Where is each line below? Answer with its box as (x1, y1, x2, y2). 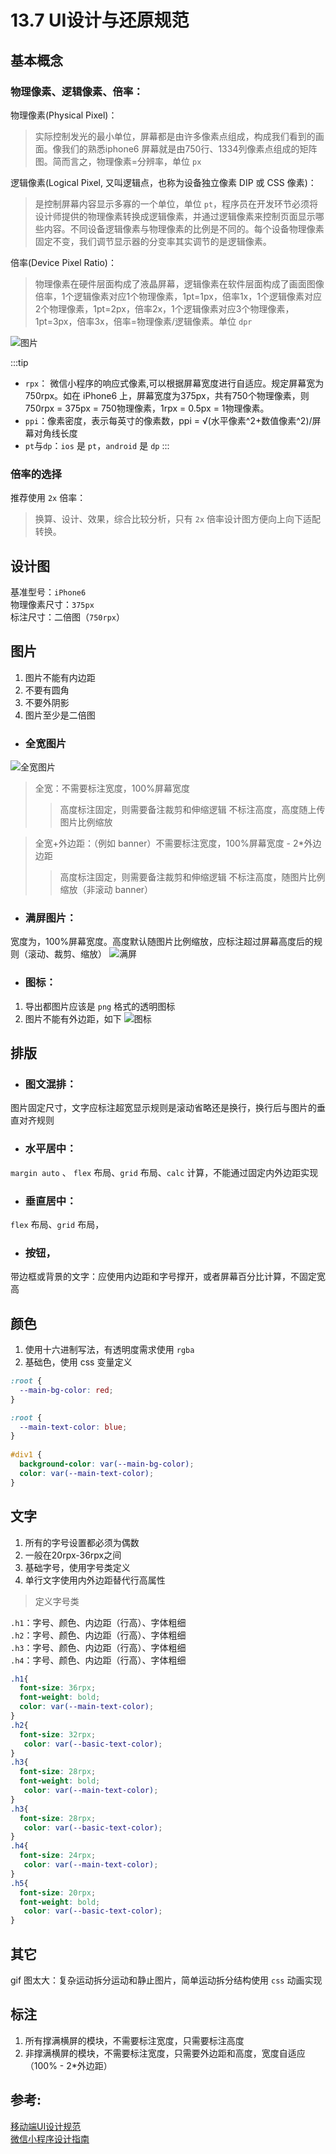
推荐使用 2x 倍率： (10, 492, 87, 504)
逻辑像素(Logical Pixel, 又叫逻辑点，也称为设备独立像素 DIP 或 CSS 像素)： (10, 176, 317, 188)
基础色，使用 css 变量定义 (24, 1356, 133, 1368)
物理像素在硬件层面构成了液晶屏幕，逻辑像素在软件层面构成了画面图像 (34, 277, 325, 290)
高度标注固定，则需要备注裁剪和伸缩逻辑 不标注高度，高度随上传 (59, 804, 326, 816)
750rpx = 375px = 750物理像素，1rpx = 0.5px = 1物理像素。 (24, 402, 270, 414)
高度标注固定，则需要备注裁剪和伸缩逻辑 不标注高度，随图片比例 (59, 871, 326, 883)
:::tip (10, 356, 29, 368)
